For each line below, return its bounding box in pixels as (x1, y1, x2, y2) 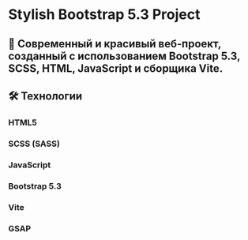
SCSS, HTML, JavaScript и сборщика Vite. (8, 62, 224, 75)
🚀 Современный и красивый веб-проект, (8, 37, 221, 51)
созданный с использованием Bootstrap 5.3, (8, 49, 241, 62)
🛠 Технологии (8, 89, 83, 103)
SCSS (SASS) (8, 138, 61, 149)
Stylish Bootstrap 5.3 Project (8, 6, 201, 24)
